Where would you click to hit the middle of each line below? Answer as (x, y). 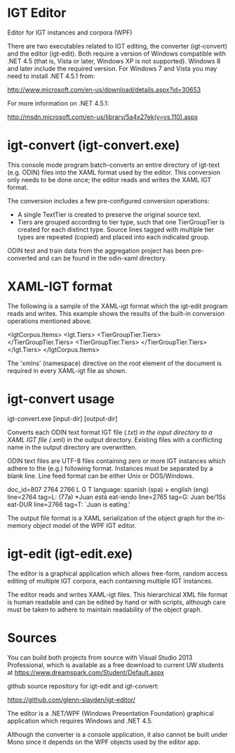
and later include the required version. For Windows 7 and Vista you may (112, 68)
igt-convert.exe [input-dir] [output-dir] (62, 418)
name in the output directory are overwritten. (72, 447)
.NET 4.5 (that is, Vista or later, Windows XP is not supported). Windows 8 (114, 61)
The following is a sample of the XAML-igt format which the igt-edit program (117, 306)
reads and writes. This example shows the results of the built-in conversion (116, 313)
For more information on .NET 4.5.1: (58, 103)
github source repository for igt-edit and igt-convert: (83, 686)
